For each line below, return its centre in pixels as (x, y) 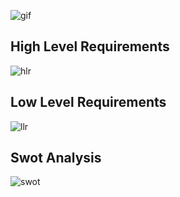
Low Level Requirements (88, 102)
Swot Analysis (56, 158)
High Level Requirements (90, 46)
